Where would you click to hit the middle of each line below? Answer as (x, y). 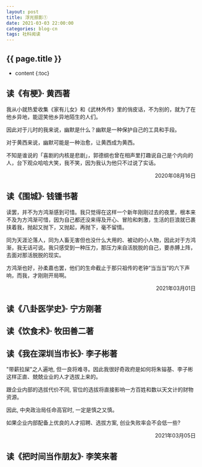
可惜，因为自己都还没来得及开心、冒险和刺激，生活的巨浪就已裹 (117, 219)
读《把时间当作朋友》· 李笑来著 (62, 456)
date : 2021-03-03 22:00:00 (40, 23)
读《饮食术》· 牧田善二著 (50, 331)
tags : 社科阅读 (23, 34)
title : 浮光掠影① (27, 17)
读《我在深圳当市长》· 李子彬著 (62, 353)
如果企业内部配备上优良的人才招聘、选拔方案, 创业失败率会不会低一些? (93, 423)
